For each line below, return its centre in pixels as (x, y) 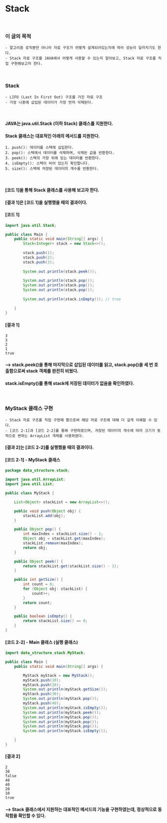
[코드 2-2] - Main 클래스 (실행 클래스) (42, 642)
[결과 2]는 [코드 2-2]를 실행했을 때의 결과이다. (49, 448)
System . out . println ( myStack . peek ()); (62, 712)
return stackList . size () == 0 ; (55, 621)
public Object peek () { (39, 561)
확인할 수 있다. (32, 816)
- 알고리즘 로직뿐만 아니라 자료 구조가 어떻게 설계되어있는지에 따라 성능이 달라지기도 (80, 48)
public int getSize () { (39, 580)
